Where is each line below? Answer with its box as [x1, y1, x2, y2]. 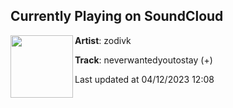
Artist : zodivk [74, 34, 132, 46]
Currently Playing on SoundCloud [10, 8, 224, 25]
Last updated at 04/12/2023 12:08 [74, 73, 215, 85]
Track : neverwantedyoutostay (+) [74, 54, 213, 66]
